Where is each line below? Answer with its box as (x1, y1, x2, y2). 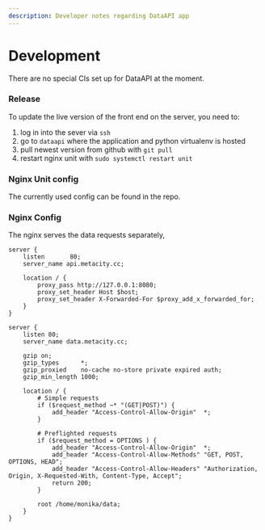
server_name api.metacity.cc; (23, 260, 125, 268)
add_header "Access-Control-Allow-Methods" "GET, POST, (51, 451, 244, 459)
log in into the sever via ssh (19, 127, 111, 137)
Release (8, 94, 41, 105)
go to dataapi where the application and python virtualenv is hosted (19, 136, 246, 145)
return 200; (51, 479, 92, 487)
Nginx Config (8, 212, 62, 223)
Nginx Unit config (8, 173, 79, 184)
